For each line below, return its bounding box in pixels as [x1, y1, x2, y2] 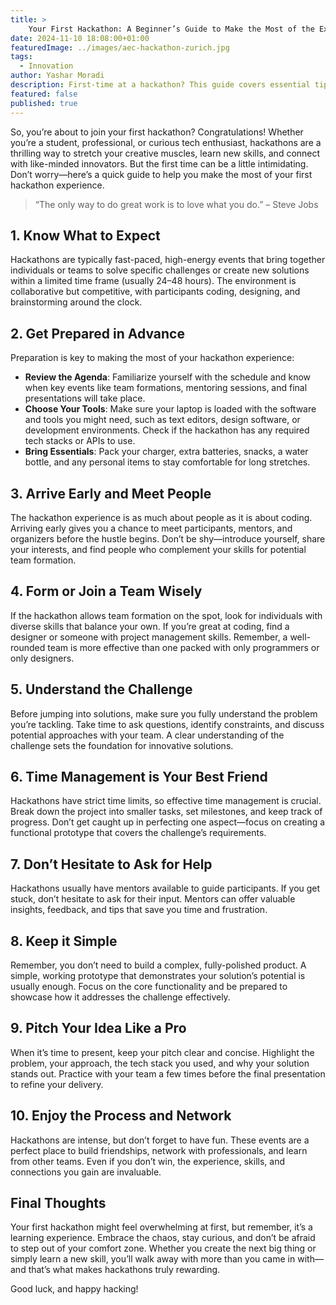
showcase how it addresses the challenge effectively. [10, 991, 231, 1003]
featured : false [10, 89, 78, 99]
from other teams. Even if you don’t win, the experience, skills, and [10, 1155, 286, 1167]
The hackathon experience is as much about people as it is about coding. [10, 511, 313, 523]
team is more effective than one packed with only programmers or [47, 641, 320, 653]
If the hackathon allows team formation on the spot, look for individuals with [10, 609, 323, 621]
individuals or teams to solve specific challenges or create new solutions [10, 264, 310, 276]
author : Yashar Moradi [10, 71, 105, 81]
